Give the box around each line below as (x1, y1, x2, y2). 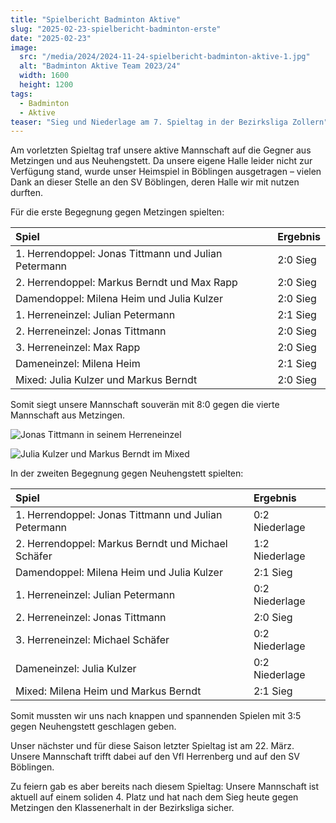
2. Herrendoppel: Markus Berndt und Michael (15, 537, 228, 551)
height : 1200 (19, 80, 74, 90)
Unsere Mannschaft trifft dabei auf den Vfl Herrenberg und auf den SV (10, 751, 301, 763)
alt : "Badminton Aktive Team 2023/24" (19, 61, 182, 71)
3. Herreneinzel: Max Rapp (15, 341, 141, 355)
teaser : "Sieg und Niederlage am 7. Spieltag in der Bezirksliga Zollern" (10, 117, 329, 127)
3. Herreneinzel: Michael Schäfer (15, 633, 170, 647)
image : (10, 42, 38, 53)
